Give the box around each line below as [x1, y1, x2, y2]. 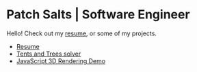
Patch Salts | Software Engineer [6, 7, 190, 22]
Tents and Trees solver [16, 50, 81, 58]
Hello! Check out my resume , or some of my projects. [6, 29, 157, 37]
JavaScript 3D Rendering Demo [16, 56, 106, 65]
